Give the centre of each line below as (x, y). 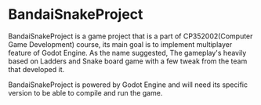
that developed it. (36, 69)
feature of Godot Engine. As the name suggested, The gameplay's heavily (127, 52)
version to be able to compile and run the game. (85, 92)
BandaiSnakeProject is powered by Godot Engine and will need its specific (128, 85)
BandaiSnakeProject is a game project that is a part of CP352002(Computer (130, 36)
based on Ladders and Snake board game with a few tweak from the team (128, 61)
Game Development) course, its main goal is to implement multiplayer (120, 44)
